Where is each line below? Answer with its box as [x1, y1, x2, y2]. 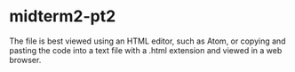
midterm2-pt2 [9, 6, 116, 27]
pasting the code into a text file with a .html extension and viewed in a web [9, 44, 283, 55]
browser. [9, 54, 42, 65]
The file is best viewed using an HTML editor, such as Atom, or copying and [9, 36, 286, 46]
